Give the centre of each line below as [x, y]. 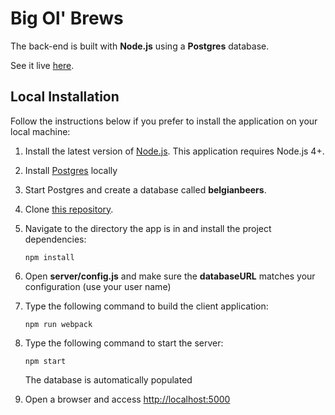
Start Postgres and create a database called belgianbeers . [145, 189]
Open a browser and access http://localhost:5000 [127, 399]
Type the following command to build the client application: [146, 306]
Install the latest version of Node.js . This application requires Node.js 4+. [174, 151]
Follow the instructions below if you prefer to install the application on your [164, 121]
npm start [45, 361]
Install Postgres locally [71, 170]
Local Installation [65, 97]
